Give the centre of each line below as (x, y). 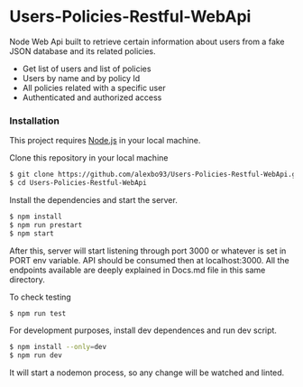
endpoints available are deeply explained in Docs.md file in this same (138, 270)
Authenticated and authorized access (92, 97)
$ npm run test (38, 313)
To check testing (41, 297)
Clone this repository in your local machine (89, 158)
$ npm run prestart (46, 225)
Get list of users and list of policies (87, 69)
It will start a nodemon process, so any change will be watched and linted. (147, 373)
